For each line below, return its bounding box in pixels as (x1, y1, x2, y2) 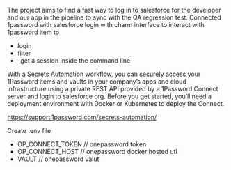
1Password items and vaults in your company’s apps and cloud (7, 77, 186, 86)
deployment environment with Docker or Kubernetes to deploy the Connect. (7, 100, 225, 107)
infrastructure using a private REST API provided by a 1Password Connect (7, 85, 218, 93)
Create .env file (7, 127, 51, 134)
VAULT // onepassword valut (17, 155, 99, 163)
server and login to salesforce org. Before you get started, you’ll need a (7, 92, 212, 100)
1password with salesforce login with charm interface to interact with (7, 21, 205, 29)
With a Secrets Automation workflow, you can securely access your (7, 70, 201, 78)
